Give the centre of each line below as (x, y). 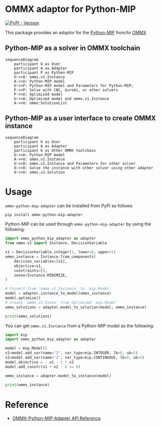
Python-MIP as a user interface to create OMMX (81, 118)
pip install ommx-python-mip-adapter (44, 214)
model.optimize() (23, 298)
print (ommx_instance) (27, 385)
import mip (16, 335)
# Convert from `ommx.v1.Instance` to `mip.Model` (58, 289)
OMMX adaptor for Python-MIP (70, 9)
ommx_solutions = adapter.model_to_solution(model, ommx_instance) (76, 307)
